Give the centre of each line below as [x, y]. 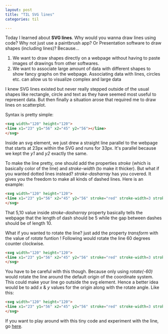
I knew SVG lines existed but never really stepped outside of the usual [77, 89]
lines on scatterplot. [26, 105]
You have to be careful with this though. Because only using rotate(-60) [79, 271]
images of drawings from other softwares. [56, 64]
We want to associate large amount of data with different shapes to [81, 69]
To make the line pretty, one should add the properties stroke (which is [78, 163]
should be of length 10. [29, 223]
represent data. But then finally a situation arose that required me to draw [81, 100]
